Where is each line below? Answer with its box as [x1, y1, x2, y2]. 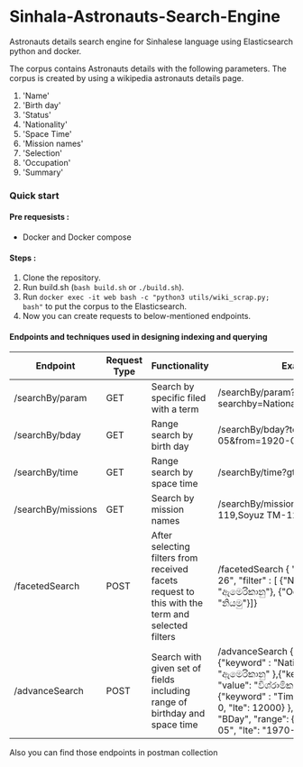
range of [151, 696, 188, 708]
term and [151, 608, 189, 621]
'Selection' [22, 147, 63, 159]
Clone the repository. [22, 272, 101, 283]
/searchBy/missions [14, 503, 97, 516]
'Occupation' [22, 157, 71, 168]
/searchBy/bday [14, 429, 81, 442]
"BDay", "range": [217, 713, 289, 726]
